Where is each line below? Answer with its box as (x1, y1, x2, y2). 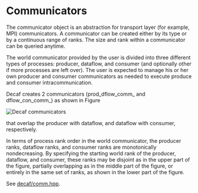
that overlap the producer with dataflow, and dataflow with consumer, (6, 119, 176, 126)
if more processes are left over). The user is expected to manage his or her (6, 66, 189, 73)
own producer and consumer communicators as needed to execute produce (6, 73, 192, 80)
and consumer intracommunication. (6, 78, 93, 86)
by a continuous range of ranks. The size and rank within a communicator (6, 36, 186, 43)
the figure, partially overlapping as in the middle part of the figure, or (6, 162, 173, 169)
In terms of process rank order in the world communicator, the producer (6, 137, 181, 144)
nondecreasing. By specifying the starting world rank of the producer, (6, 149, 176, 157)
